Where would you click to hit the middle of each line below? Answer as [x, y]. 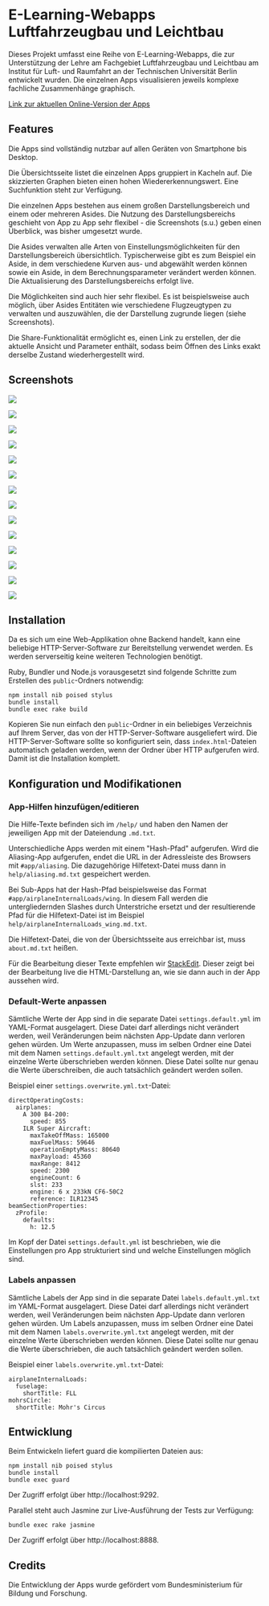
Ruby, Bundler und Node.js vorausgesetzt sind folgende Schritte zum [122, 672]
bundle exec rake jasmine [51, 1526]
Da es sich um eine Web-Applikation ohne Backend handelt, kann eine [124, 639]
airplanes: [34, 1107]
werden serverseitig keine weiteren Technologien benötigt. [106, 656]
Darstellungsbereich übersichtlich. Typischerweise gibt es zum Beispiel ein [132, 255]
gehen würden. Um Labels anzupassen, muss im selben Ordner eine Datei [131, 1323]
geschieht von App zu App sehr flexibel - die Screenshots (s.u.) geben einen [135, 222]
